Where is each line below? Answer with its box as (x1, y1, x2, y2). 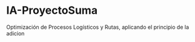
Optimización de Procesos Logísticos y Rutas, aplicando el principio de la (6, 23, 190, 31)
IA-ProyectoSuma (6, 4, 98, 17)
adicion (6, 29, 25, 37)
